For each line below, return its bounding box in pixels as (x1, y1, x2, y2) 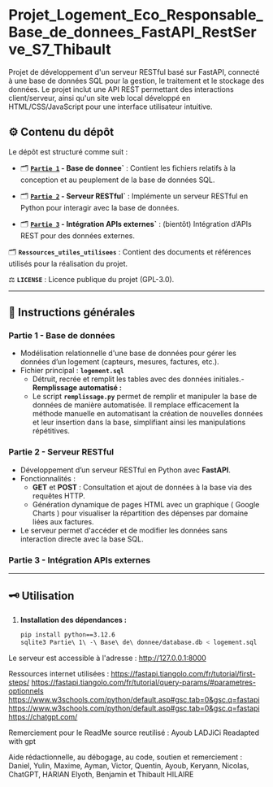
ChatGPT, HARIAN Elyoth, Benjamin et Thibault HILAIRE (8, 769, 194, 779)
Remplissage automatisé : (32, 383, 122, 393)
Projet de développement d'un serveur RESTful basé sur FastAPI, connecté (8, 67, 260, 76)
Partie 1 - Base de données (8, 330, 115, 341)
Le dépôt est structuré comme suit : (8, 146, 128, 156)
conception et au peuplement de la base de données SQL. (19, 175, 215, 185)
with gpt (8, 736, 37, 746)
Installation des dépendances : (19, 615, 128, 624)
